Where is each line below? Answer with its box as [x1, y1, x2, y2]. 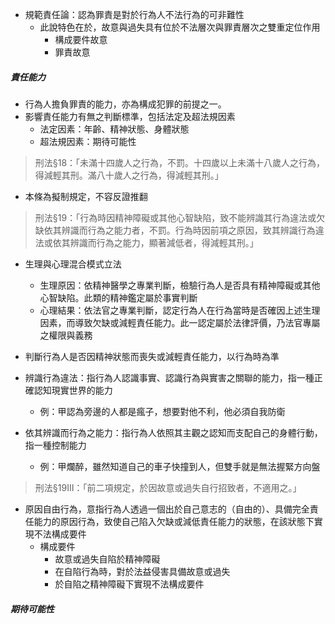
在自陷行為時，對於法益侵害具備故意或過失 [54, 565, 231, 577]
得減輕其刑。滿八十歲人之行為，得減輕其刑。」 [34, 169, 224, 181]
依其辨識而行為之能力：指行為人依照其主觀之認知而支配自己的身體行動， [24, 426, 323, 438]
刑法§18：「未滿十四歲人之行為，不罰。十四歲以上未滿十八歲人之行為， [34, 156, 326, 168]
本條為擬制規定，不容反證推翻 [24, 190, 148, 202]
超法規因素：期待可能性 [39, 135, 137, 147]
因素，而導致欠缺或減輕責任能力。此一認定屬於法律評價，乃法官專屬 [39, 316, 321, 328]
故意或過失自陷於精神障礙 [54, 553, 161, 565]
